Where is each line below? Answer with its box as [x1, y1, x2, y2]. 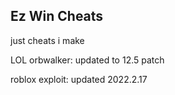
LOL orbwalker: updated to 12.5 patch [10, 54, 165, 66]
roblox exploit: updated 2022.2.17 [10, 73, 148, 85]
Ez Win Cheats [10, 8, 104, 25]
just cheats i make [10, 34, 85, 46]
